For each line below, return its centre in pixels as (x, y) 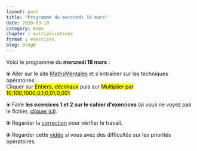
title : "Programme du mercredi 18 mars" (57, 17)
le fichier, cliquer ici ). (32, 111)
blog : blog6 (21, 45)
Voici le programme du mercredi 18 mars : (58, 62)
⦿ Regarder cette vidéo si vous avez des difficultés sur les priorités (89, 134)
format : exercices (30, 39)
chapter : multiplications (40, 34)
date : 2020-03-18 (28, 23)
